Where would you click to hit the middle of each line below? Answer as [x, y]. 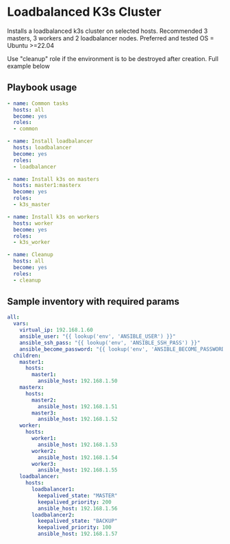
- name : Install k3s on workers [53, 217]
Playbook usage [42, 87]
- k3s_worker [32, 243]
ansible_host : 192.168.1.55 [77, 470]
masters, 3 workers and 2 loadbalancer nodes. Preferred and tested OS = [111, 38]
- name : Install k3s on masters [53, 179]
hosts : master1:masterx [47, 186]
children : [27, 356]
